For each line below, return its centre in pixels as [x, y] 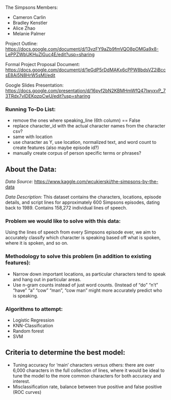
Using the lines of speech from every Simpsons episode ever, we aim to [81, 232]
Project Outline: [22, 44]
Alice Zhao [24, 28]
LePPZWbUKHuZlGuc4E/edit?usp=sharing [50, 54]
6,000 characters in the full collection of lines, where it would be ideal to [89, 370]
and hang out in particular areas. [47, 279]
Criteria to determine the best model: [65, 353]
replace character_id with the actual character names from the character [89, 126]
